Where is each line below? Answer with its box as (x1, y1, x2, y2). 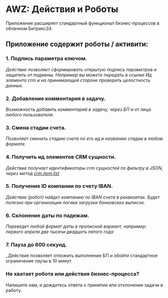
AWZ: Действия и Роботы (6, 4, 118, 15)
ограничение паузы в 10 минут (6, 258, 72, 264)
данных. (6, 82, 24, 88)
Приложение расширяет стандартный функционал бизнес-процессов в (6, 20, 159, 26)
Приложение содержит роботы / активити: (6, 40, 148, 49)
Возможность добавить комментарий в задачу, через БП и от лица (6, 106, 151, 112)
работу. (6, 287, 22, 293)
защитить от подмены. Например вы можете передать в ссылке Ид (6, 72, 152, 78)
